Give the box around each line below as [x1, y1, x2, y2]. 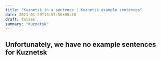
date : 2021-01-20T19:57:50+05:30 [5, 12, 76, 17]
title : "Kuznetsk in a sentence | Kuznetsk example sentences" [5, 7, 143, 13]
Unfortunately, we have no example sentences [5, 40, 156, 48]
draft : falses [5, 17, 36, 22]
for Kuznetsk [5, 48, 47, 56]
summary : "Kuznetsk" [5, 21, 49, 27]
